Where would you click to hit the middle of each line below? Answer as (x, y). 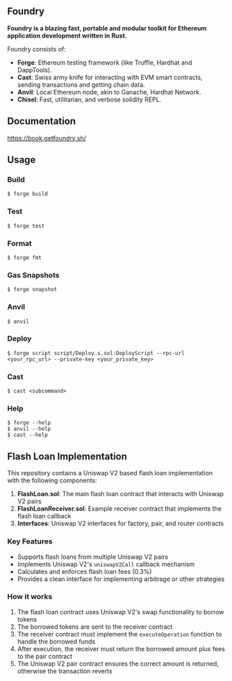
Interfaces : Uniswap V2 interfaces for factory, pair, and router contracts (121, 523)
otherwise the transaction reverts (65, 671)
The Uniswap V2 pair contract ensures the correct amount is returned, (118, 664)
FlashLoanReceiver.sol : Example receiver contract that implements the (119, 509)
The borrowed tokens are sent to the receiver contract (95, 626)
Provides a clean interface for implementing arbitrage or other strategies (121, 579)
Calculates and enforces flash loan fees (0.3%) (84, 571)
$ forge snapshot (32, 290)
